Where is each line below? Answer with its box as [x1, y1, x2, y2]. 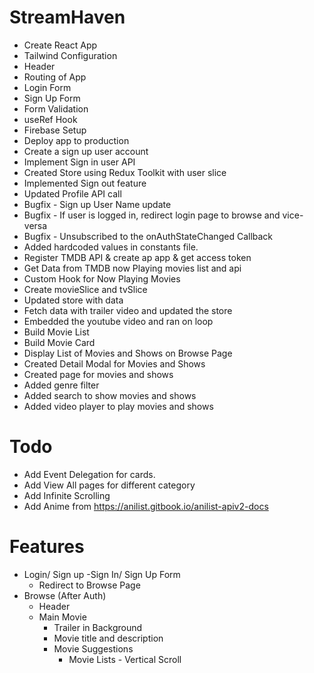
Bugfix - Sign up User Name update [23, 198, 172, 210]
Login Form [23, 81, 72, 93]
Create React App [23, 39, 98, 51]
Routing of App [23, 71, 87, 83]
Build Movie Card [23, 336, 96, 348]
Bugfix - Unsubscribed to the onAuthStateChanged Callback [23, 230, 274, 242]
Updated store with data [23, 294, 124, 306]
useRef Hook [23, 113, 78, 125]
